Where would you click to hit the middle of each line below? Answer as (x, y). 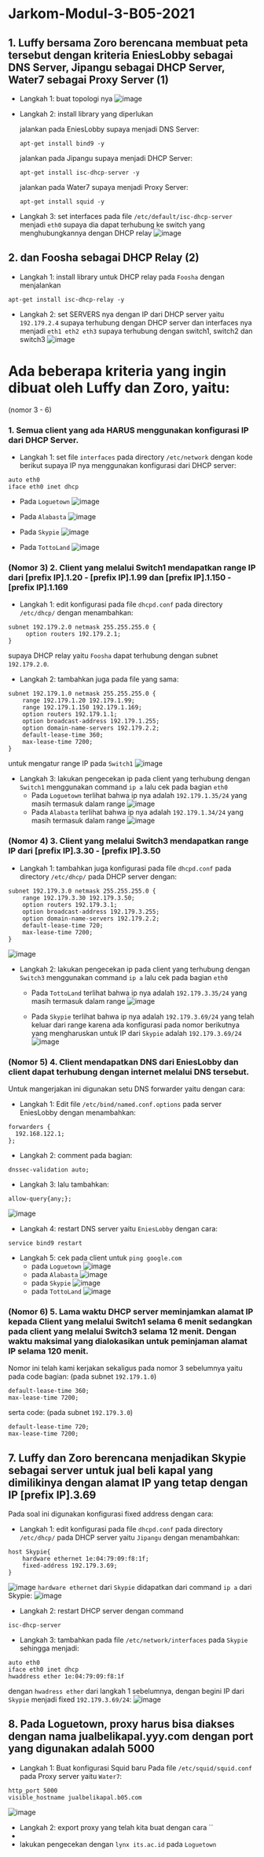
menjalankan (40, 285)
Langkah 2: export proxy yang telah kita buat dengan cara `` (116, 1827)
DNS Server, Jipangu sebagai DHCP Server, (117, 67)
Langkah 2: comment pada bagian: (76, 1155)
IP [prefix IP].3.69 (52, 1495)
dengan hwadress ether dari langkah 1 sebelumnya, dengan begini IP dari (126, 1692)
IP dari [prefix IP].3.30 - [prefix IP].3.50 (84, 851)
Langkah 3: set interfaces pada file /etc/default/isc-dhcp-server (126, 216)
